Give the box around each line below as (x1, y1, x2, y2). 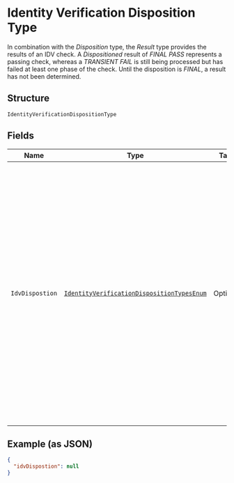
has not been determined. (7, 72, 81, 81)
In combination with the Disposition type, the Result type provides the (7, 42, 207, 51)
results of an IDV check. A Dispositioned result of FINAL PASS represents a (7, 50, 222, 58)
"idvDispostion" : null (13, 463, 79, 470)
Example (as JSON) (7, 438, 93, 450)
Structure (7, 93, 50, 104)
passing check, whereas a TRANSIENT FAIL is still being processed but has (7, 57, 224, 65)
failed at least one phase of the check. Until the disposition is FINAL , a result (7, 65, 226, 73)
